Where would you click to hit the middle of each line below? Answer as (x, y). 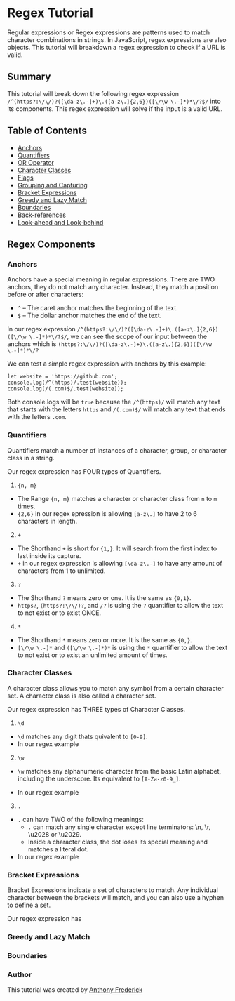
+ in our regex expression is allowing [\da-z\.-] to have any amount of (120, 563)
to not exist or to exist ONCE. (59, 613)
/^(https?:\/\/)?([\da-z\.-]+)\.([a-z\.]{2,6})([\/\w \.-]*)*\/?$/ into (114, 101)
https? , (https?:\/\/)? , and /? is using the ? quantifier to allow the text (120, 605)
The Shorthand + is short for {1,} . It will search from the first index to (117, 548)
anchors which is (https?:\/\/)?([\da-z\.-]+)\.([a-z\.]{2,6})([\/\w (110, 344)
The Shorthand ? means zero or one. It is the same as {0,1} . (104, 597)
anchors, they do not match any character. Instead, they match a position (113, 287)
